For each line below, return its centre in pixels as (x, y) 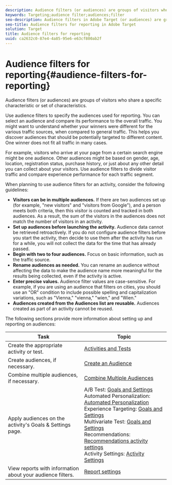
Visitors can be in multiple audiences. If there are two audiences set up (89, 199)
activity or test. (26, 352)
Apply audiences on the (36, 418)
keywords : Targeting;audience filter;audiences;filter (65, 15)
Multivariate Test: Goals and (118, 421)
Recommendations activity (116, 440)
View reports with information (44, 468)
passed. (21, 249)
